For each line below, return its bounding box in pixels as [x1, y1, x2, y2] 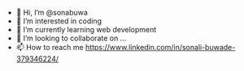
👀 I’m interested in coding [15, 16, 102, 26]
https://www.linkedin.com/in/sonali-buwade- [85, 43, 236, 52]
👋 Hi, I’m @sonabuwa [15, 8, 88, 17]
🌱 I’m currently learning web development [15, 25, 157, 34]
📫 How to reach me [15, 43, 84, 52]
